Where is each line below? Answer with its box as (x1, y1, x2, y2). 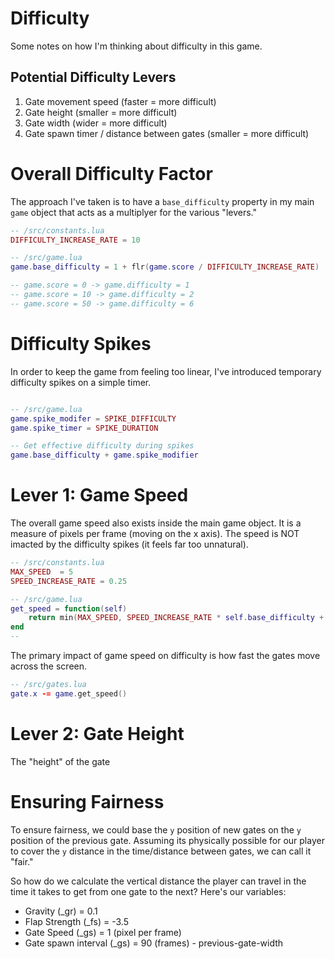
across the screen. (10, 660, 88, 672)
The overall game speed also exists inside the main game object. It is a (10, 517, 302, 529)
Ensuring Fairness (10, 790, 165, 813)
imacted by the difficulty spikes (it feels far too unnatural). (10, 538, 249, 551)
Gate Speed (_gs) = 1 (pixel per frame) (24, 926, 182, 938)
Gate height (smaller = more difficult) (24, 106, 178, 118)
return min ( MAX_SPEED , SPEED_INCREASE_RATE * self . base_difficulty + (28, 613, 325, 623)
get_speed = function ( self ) (10, 603, 128, 614)
